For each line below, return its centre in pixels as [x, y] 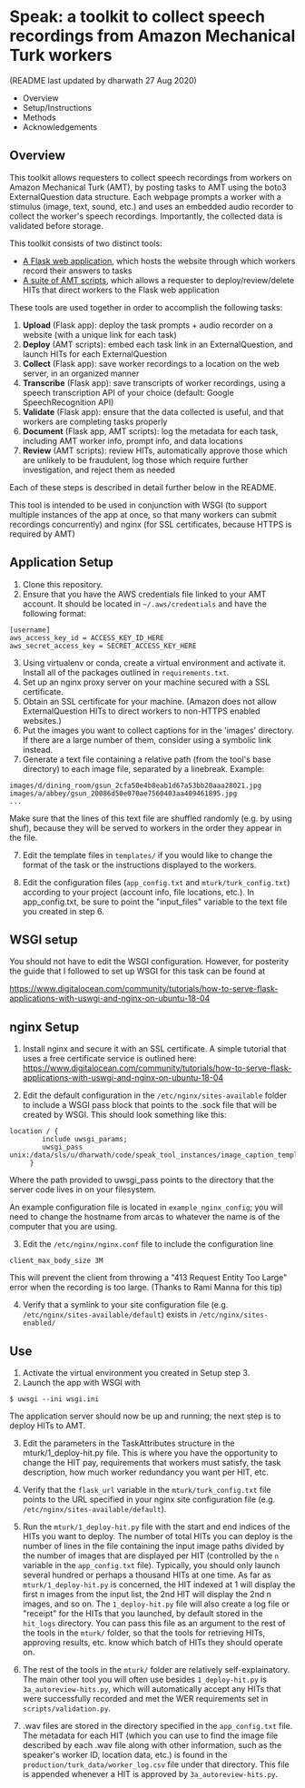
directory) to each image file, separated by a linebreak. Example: [143, 768]
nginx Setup [44, 1027]
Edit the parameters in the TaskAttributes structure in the [128, 1443]
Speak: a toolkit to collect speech [138, 17]
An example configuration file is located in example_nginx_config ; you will [146, 1207]
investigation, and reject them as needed [98, 469]
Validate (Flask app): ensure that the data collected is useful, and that [153, 411]
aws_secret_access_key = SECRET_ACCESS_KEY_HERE [103, 646]
